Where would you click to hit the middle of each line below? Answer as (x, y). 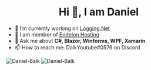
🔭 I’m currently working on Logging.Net (62, 28)
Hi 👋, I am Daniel (99, 12)
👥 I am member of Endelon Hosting (57, 34)
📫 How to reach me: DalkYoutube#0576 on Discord (77, 47)
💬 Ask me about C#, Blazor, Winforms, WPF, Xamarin (80, 41)
